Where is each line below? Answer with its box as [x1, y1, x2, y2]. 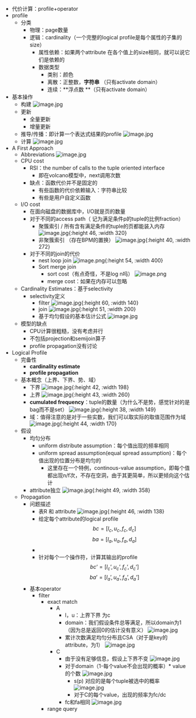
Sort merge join [38, 264, 77, 270]
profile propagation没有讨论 [29, 343, 98, 349]
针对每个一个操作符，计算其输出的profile [38, 553, 138, 560]
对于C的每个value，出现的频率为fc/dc [74, 691, 166, 698]
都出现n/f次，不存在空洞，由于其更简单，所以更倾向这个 [47, 472, 185, 479]
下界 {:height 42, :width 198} [29, 384, 129, 391]
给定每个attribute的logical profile [38, 515, 119, 522]
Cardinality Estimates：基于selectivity [20, 285, 113, 292]
